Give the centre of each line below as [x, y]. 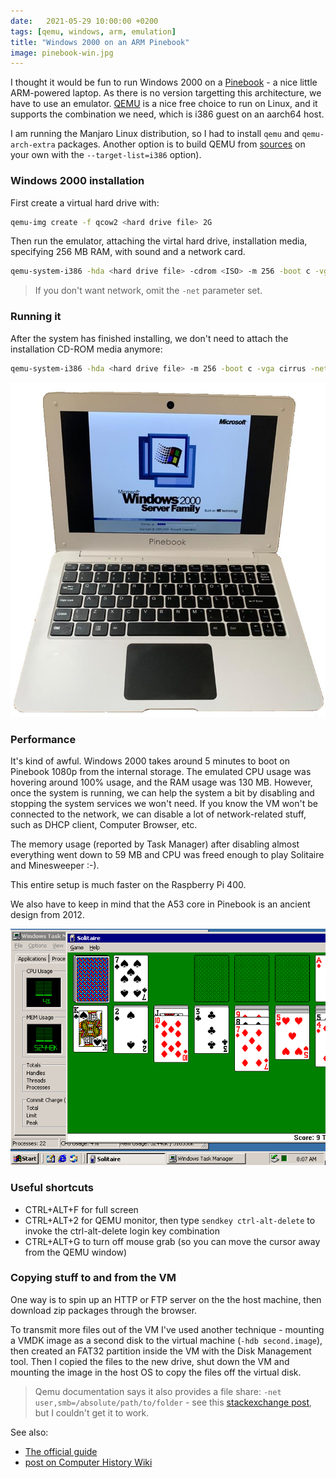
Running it [36, 317]
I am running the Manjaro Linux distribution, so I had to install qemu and [155, 134]
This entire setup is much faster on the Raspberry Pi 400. [128, 885]
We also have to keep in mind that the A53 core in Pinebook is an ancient [160, 904]
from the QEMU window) [76, 1252]
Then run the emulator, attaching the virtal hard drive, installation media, [159, 241]
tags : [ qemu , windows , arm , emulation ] [93, 31]
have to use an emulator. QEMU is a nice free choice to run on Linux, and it [164, 104]
